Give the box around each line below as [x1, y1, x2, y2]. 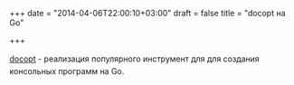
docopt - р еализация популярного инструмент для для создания [9, 53, 260, 64]
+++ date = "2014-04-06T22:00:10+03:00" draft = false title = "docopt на [9, 8, 287, 18]
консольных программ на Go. [9, 66, 125, 77]
